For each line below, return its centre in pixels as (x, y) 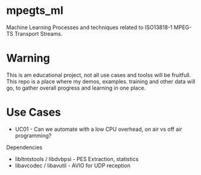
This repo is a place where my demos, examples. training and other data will (101, 81)
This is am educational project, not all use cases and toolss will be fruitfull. (99, 75)
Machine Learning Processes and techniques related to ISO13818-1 (90, 27)
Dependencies (24, 147)
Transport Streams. (38, 33)
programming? (33, 135)
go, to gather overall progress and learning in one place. (76, 88)
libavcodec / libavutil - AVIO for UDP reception (73, 165)
